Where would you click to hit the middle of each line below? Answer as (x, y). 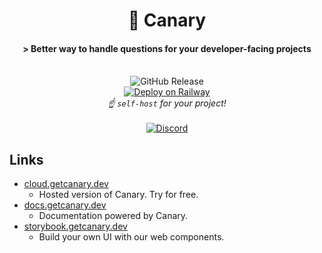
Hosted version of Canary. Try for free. (118, 195)
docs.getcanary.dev (65, 205)
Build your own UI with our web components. (131, 237)
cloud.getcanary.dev (66, 184)
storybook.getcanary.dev (75, 226)
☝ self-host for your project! (167, 103)
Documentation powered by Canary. (113, 216)
